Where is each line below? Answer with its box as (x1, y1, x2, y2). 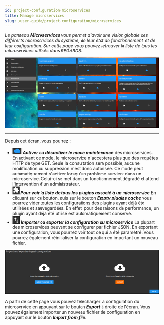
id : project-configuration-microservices (5, 8, 91, 13)
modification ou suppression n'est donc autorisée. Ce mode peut (12, 165, 143, 171)
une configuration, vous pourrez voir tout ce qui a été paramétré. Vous (12, 229, 154, 235)
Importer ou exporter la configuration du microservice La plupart (21, 219, 155, 225)
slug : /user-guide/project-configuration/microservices (5, 18, 121, 23)
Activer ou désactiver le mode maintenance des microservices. (22, 150, 153, 155)
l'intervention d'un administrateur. (12, 181, 81, 187)
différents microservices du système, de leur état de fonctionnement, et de (5, 37, 156, 44)
